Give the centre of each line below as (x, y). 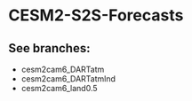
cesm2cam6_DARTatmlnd (68, 79)
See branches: (49, 48)
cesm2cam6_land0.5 (60, 88)
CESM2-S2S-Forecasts (96, 16)
